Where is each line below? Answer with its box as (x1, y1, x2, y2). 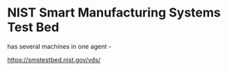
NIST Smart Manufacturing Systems (7, 5, 221, 21)
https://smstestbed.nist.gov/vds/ (7, 55, 101, 63)
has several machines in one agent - (7, 42, 112, 50)
